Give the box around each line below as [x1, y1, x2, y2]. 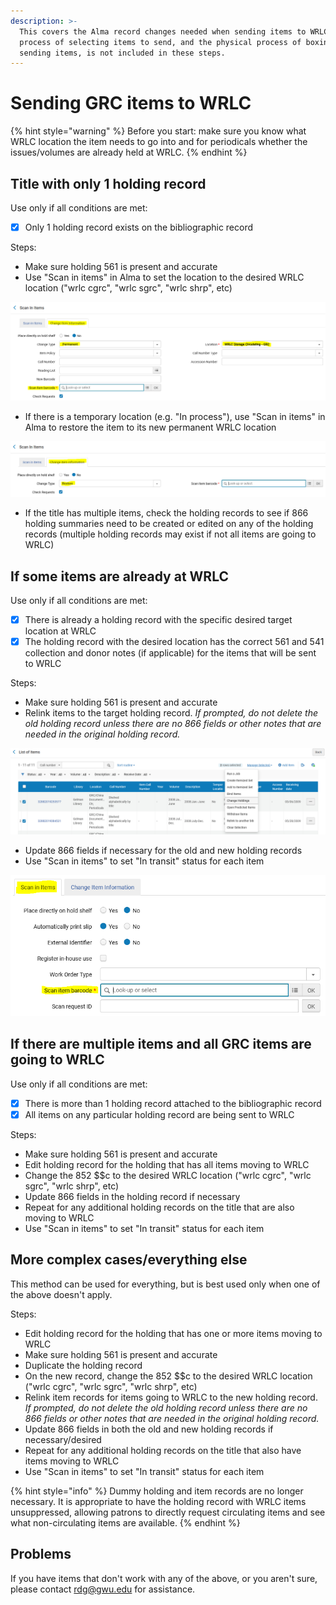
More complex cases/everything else [10, 1251, 248, 1269]
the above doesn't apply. [10, 1288, 113, 1300]
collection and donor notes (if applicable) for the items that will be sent [24, 647, 317, 659]
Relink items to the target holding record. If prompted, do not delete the [24, 707, 319, 719]
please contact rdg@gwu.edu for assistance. [10, 1583, 196, 1595]
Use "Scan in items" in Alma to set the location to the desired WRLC [24, 271, 305, 284]
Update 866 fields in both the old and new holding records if [24, 1423, 274, 1435]
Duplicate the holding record [24, 1359, 143, 1371]
